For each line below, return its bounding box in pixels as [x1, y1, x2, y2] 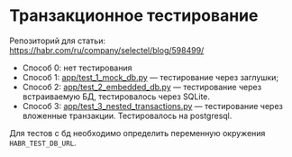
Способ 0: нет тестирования [22, 62, 132, 73]
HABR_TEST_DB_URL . [9, 137, 77, 148]
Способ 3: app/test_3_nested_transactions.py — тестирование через [22, 100, 284, 111]
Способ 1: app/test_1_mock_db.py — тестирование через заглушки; [22, 71, 279, 82]
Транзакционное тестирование [9, 5, 259, 26]
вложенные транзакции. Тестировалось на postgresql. [22, 110, 233, 121]
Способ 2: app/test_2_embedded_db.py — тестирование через [22, 81, 262, 92]
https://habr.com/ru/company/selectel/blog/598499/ [9, 44, 205, 55]
